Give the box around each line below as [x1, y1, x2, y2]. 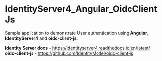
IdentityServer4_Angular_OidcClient [5, 3, 158, 15]
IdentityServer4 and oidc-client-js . [5, 35, 78, 41]
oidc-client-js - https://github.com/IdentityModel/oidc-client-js [5, 50, 134, 56]
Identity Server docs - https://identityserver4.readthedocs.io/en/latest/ [5, 45, 150, 51]
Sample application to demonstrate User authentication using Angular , [5, 30, 149, 36]
